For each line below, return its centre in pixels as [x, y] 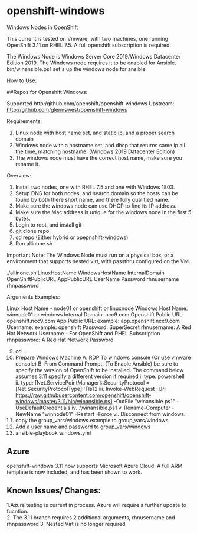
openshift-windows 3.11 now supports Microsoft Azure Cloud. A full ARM [95, 466]
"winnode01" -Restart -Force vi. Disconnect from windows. [114, 414]
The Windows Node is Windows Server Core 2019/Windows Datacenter [94, 56]
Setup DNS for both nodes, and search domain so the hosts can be [97, 193]
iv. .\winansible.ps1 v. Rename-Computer [121, 408]
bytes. [23, 218]
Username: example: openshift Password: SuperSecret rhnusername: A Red [99, 327]
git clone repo [32, 231]
